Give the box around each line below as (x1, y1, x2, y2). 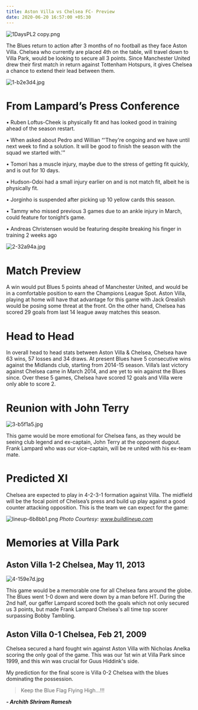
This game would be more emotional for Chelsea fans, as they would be (6, 432, 181, 439)
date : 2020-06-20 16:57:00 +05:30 (6, 14, 92, 20)
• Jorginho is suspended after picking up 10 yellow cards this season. (6, 196, 176, 203)
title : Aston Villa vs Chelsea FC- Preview (6, 8, 115, 15)
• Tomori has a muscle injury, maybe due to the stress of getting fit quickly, (6, 160, 189, 168)
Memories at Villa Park (6, 536, 119, 550)
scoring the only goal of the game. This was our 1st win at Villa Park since (6, 651, 186, 658)
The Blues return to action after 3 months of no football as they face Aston (6, 42, 187, 49)
